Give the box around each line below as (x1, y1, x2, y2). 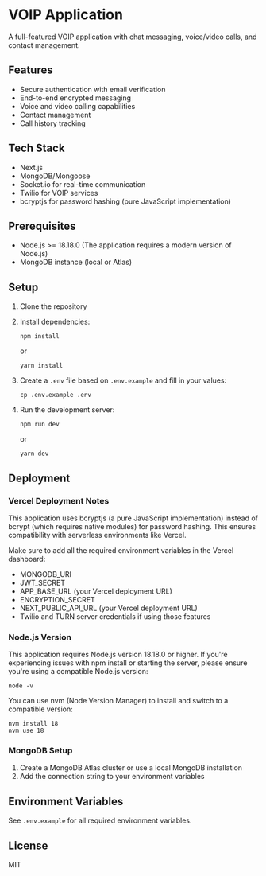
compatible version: (8, 704, 73, 714)
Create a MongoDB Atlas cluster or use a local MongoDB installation (19, 763, 243, 773)
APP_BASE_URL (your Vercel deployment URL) (19, 586, 173, 596)
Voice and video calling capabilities (19, 101, 136, 111)
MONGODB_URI (19, 569, 72, 578)
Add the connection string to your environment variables (19, 772, 205, 781)
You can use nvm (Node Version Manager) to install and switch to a (8, 696, 229, 706)
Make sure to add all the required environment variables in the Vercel (8, 545, 234, 555)
